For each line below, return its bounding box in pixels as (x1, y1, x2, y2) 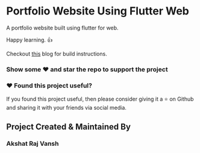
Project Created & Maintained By (6, 122, 131, 132)
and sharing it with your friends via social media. (6, 104, 127, 111)
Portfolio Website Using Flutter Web (6, 4, 190, 18)
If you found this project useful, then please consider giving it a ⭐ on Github (6, 95, 194, 103)
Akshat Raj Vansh (6, 140, 59, 148)
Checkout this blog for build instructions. (6, 50, 107, 57)
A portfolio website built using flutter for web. (6, 24, 119, 31)
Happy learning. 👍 (6, 36, 53, 43)
